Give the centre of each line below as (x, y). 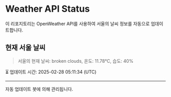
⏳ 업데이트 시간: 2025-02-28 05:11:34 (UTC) (51, 71)
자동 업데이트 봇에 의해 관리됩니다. (39, 89)
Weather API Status (48, 9)
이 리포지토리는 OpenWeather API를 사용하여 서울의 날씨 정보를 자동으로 (78, 23)
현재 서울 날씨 (25, 48)
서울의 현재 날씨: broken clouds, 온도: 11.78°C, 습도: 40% (76, 61)
